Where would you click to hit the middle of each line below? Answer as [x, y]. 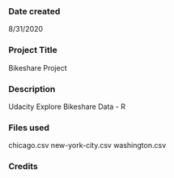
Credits [23, 167]
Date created [34, 11]
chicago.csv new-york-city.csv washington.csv [87, 145]
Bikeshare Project [38, 67]
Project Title [33, 50]
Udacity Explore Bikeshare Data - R [67, 106]
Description [32, 89]
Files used [29, 128]
